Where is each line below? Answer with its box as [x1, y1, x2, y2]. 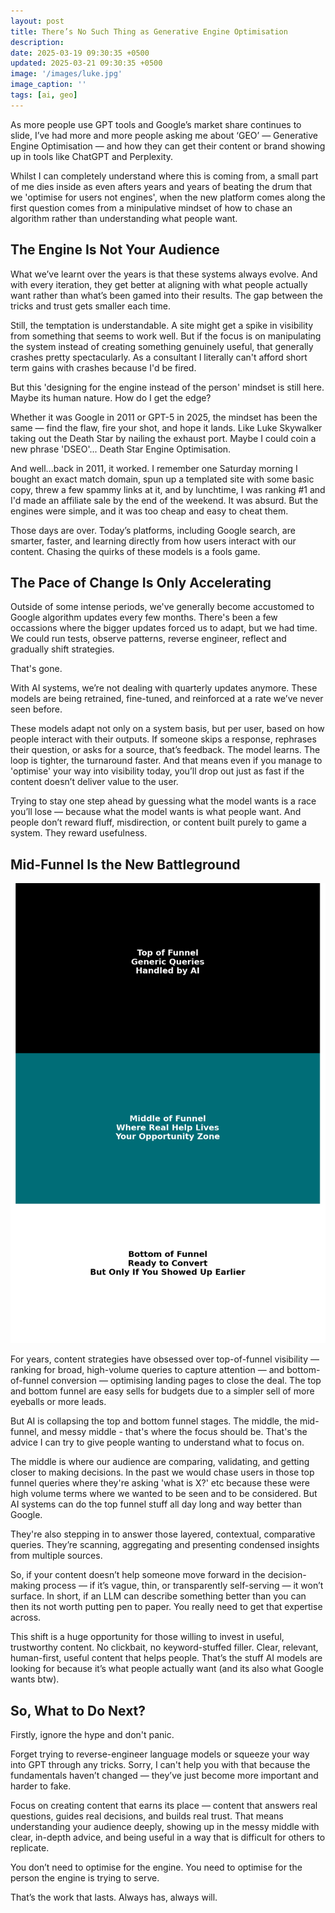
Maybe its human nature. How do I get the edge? [10, 391, 212, 404]
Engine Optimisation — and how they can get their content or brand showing [10, 140, 326, 152]
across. [10, 1611, 42, 1624]
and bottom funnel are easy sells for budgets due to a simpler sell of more [10, 1385, 315, 1397]
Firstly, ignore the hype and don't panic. [10, 1729, 175, 1741]
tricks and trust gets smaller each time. [10, 300, 172, 312]
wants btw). [10, 1673, 60, 1685]
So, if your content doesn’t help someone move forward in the [10, 1569, 266, 1581]
